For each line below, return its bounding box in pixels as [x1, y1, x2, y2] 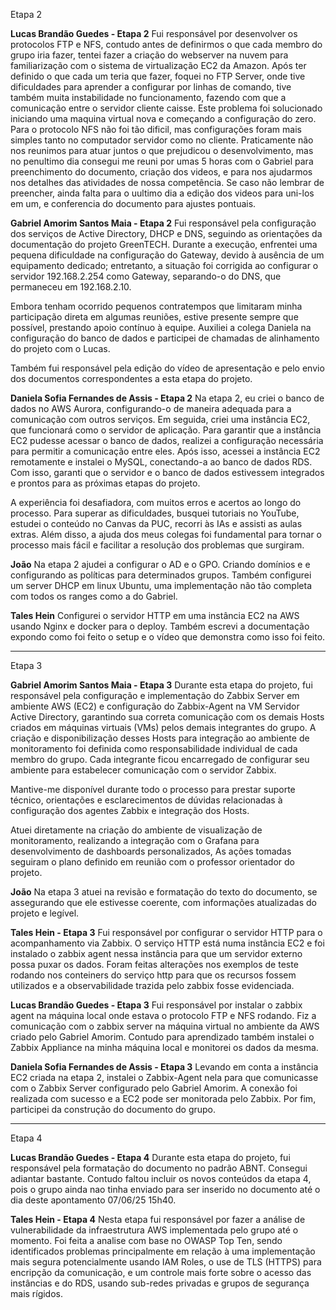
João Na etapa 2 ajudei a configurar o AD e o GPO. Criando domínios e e [10, 559, 311, 570]
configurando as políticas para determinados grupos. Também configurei [10, 569, 312, 581]
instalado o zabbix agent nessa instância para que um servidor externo [10, 948, 303, 959]
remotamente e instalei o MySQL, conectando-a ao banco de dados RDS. [10, 456, 313, 468]
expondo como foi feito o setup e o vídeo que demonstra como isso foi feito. [10, 631, 326, 643]
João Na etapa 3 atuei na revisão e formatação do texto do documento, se [10, 886, 318, 898]
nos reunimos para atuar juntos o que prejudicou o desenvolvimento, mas [10, 145, 314, 156]
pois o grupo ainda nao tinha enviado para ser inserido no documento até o [10, 1184, 321, 1195]
